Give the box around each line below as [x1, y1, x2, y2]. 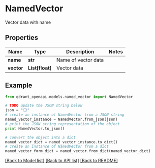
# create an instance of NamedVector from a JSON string [5, 112, 124, 117]
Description [66, 48, 94, 55]
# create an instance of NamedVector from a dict [5, 144, 109, 149]
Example [5, 81, 32, 90]
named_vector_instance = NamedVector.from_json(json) [5, 117, 118, 122]
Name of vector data [56, 56, 104, 63]
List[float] [28, 65, 52, 71]
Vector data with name [5, 19, 51, 25]
